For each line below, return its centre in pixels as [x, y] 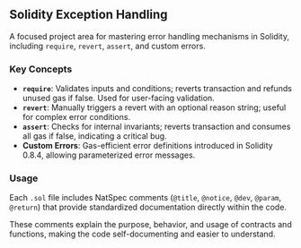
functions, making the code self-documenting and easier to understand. [142, 234]
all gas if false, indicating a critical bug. [95, 136]
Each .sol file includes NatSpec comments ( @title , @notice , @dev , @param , [146, 198]
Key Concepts [41, 69]
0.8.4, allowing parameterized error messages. [109, 155]
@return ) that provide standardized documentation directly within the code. [148, 207]
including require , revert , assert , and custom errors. [108, 46]
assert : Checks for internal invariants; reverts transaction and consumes [156, 127]
